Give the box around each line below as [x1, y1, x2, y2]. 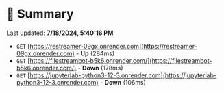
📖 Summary [6, 6, 74, 22]
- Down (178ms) [77, 64, 124, 72]
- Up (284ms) [75, 49, 115, 57]
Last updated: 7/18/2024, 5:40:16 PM [6, 29, 114, 37]
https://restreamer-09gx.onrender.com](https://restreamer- [29, 42, 198, 50]
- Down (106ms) [99, 78, 147, 86]
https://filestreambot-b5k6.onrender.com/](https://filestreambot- [29, 56, 212, 64]
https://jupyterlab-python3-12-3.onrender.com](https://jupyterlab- [29, 71, 217, 79]
